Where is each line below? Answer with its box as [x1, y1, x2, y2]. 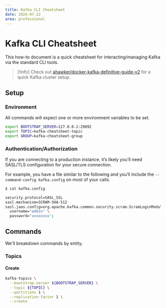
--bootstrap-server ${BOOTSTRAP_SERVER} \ [9, 280, 98, 285]
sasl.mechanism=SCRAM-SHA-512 [5, 200, 68, 205]
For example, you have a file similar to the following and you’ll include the [5, 171, 154, 177]
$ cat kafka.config [5, 186, 45, 191]
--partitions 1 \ [9, 290, 45, 295]
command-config [5, 177, 37, 182]
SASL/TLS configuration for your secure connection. [5, 161, 112, 167]
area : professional [5, 16, 45, 21]
